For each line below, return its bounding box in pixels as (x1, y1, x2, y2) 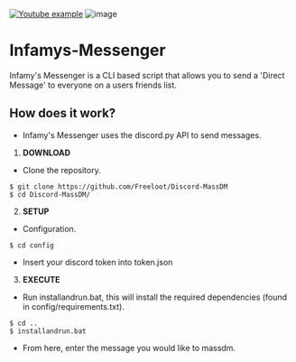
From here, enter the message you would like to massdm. (22, 342, 236, 353)
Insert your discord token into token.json (22, 256, 173, 267)
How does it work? (9, 106, 116, 121)
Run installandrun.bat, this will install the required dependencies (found (22, 292, 287, 302)
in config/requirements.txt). (22, 301, 125, 311)
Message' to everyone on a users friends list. (9, 79, 178, 90)
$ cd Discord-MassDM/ (9, 190, 91, 199)
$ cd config (9, 240, 54, 250)
